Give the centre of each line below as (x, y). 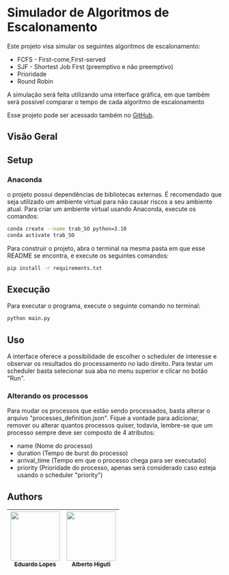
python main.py (29, 319)
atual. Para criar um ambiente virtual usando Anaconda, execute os (102, 209)
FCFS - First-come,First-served (61, 59)
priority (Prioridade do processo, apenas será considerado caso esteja (117, 468)
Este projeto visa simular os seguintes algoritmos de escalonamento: (104, 46)
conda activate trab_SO (41, 235)
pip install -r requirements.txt (55, 268)
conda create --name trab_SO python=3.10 (67, 229)
